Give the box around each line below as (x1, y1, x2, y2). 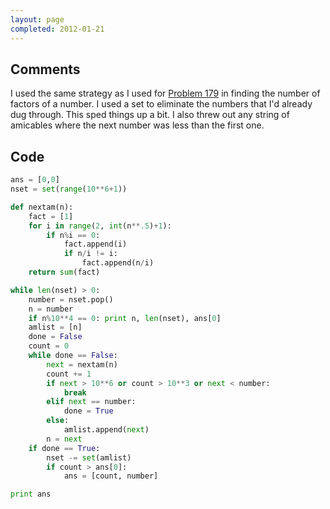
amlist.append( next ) (63, 425, 150, 435)
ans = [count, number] (63, 471, 159, 481)
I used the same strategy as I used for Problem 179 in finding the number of (10, 87, 321, 100)
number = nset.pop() (28, 294, 114, 305)
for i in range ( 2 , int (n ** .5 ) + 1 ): (28, 221, 172, 231)
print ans (10, 489, 52, 500)
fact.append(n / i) (81, 258, 155, 268)
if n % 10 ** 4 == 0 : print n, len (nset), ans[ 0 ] (28, 313, 222, 323)
